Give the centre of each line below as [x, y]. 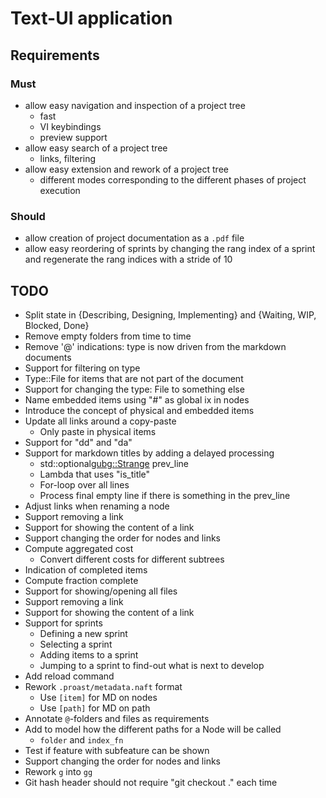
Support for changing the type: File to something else [134, 389]
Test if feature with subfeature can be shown [117, 750]
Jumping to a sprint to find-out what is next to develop [152, 665]
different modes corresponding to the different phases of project [173, 179]
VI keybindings [70, 126]
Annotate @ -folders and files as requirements [117, 718]
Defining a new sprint [83, 633]
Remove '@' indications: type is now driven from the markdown [155, 346]
